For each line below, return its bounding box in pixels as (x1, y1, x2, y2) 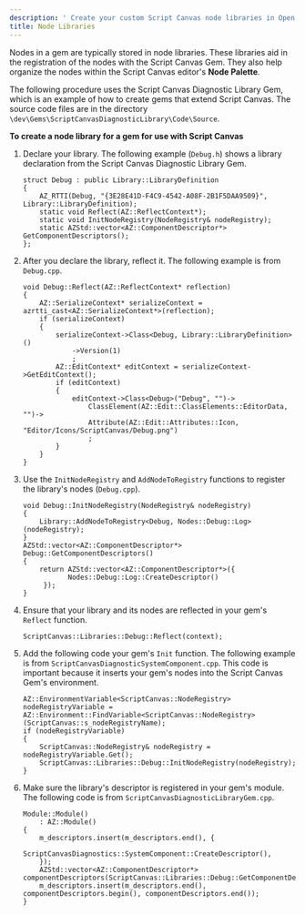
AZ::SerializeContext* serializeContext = (39, 298, 203, 308)
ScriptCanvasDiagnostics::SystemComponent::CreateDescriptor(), (22, 849, 272, 859)
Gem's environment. (22, 676, 99, 687)
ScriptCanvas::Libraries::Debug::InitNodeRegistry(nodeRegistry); (39, 757, 297, 768)
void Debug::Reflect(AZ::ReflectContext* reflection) (22, 282, 231, 291)
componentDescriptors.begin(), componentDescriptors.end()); (22, 889, 260, 898)
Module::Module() (22, 809, 89, 818)
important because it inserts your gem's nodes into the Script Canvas (22, 666, 284, 678)
